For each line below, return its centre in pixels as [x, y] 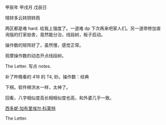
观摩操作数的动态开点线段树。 [36, 56]
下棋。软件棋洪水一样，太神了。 [38, 87]
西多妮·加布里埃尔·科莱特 [31, 108]
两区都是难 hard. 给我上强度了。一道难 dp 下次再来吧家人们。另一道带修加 [81, 28]
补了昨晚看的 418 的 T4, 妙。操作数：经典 [47, 77]
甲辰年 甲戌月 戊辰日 [26, 7]
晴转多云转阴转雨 [23, 18]
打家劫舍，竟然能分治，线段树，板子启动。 [62, 34]
